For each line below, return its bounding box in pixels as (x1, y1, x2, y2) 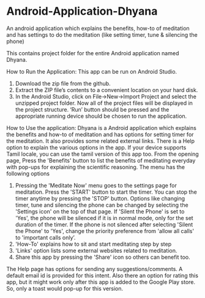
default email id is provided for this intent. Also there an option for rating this (6, 272, 199, 279)
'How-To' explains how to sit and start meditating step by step (15, 240, 172, 248)
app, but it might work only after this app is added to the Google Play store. (6, 278, 196, 286)
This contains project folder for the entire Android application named (6, 49, 179, 56)
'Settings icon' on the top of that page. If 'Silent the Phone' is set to (15, 207, 185, 215)
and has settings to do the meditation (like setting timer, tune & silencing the (6, 31, 198, 38)
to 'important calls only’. (15, 234, 76, 241)
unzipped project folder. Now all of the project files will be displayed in (15, 99, 193, 107)
